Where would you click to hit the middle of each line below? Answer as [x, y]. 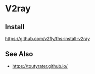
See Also [19, 54]
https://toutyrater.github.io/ [40, 66]
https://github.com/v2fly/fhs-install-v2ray [47, 38]
